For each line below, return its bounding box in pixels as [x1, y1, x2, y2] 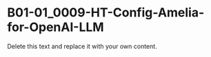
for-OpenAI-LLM [7, 19, 105, 35]
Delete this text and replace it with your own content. [7, 42, 157, 50]
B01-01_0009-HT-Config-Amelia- [7, 5, 205, 21]
